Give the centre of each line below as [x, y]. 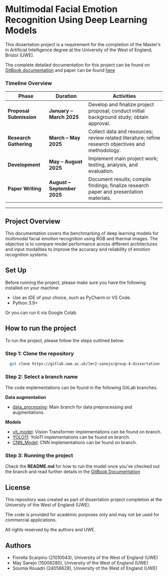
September [63, 189]
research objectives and [116, 144]
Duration [66, 96]
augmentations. [28, 412]
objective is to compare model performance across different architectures [81, 244]
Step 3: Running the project [39, 456]
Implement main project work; [123, 159]
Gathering [20, 144]
